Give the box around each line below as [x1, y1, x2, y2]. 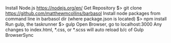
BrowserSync [5, 32, 34, 38]
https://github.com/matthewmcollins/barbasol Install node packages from [5, 10, 161, 16]
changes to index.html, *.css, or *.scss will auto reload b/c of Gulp [5, 27, 144, 33]
